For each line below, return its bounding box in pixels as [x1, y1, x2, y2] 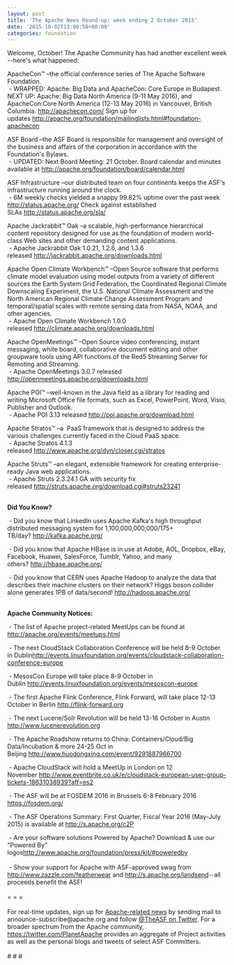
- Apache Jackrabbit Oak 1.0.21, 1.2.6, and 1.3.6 [8, 244, 144, 252]
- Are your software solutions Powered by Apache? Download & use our [8, 834, 215, 842]
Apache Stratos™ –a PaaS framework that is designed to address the [7, 424, 205, 433]
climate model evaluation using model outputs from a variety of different [7, 272, 214, 281]
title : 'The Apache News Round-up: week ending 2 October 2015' [7, 17, 198, 24]
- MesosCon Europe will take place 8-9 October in [8, 672, 153, 681]
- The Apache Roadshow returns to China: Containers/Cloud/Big [8, 735, 194, 744]
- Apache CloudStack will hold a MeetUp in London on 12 [8, 763, 173, 772]
